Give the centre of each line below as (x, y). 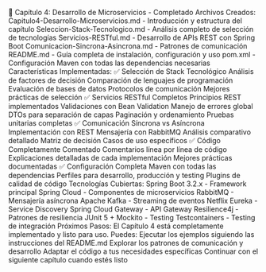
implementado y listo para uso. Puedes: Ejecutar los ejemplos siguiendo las (131, 234)
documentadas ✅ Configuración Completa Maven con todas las (112, 166)
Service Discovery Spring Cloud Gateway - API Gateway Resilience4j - (123, 209)
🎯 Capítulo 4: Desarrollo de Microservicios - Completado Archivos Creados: (132, 12)
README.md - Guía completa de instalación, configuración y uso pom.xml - (132, 54)
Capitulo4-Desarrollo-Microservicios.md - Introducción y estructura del (125, 21)
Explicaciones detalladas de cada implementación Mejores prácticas (120, 158)
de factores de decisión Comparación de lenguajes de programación (121, 80)
